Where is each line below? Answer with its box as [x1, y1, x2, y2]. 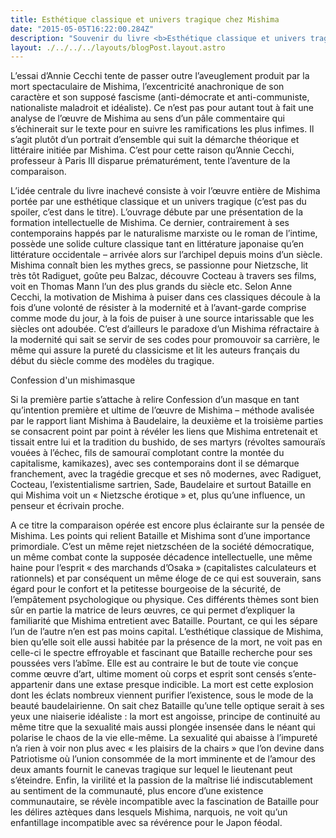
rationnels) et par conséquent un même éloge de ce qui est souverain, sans [10, 572, 322, 585]
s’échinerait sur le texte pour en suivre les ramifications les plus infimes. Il [10, 123, 315, 135]
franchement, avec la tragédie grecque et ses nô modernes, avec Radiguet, [10, 468, 322, 480]
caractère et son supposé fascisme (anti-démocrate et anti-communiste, [10, 91, 310, 103]
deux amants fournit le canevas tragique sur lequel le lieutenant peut [10, 764, 293, 776]
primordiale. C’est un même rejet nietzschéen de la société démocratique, [10, 541, 315, 553]
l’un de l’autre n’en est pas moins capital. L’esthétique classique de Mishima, [10, 626, 324, 638]
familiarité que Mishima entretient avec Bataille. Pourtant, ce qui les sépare [10, 615, 318, 627]
